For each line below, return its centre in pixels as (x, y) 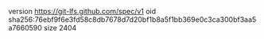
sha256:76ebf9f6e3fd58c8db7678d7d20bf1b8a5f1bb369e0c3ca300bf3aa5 (132, 19)
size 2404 (60, 28)
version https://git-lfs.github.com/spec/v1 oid (82, 11)
